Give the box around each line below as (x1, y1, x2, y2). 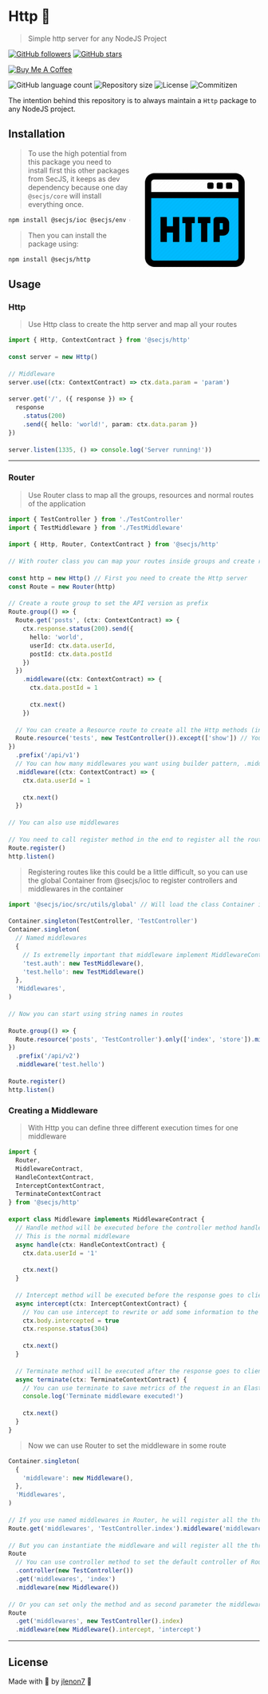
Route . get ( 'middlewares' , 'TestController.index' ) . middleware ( (8, 1525, 223, 1533)
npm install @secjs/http (8, 255, 91, 263)
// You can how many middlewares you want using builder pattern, (15, 759, 241, 768)
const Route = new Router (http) (8, 583, 116, 591)
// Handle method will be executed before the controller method (15, 1223, 238, 1232)
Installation (8, 127, 65, 141)
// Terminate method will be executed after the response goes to (15, 1367, 241, 1375)
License (8, 1655, 49, 1669)
